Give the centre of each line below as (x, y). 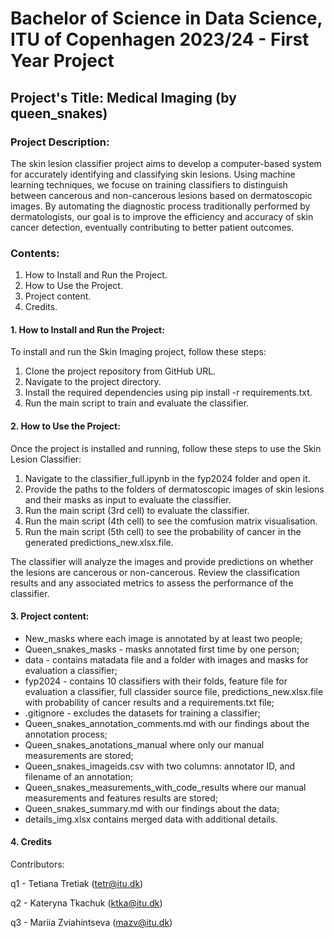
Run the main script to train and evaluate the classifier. (137, 403)
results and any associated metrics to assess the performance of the (152, 583)
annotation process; (66, 734)
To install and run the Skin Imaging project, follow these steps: (138, 352)
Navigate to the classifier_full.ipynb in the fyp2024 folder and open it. (167, 478)
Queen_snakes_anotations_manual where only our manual (144, 744)
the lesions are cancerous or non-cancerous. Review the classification (155, 572)
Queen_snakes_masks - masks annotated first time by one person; (162, 649)
